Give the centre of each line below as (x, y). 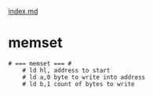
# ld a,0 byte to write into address (84, 77)
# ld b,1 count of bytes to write (78, 84)
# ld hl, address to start (66, 70)
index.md (23, 11)
